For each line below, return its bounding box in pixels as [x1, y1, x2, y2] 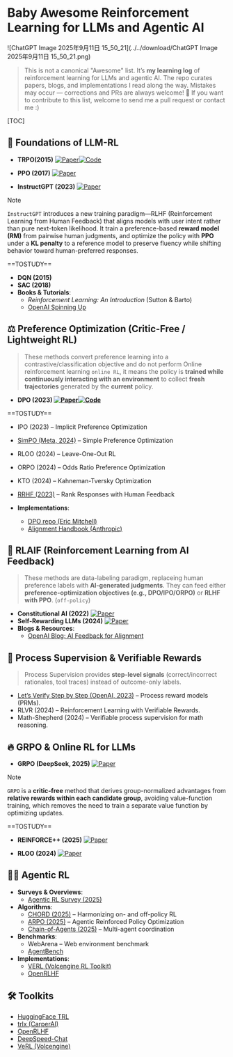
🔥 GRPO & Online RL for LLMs [7, 741, 136, 753]
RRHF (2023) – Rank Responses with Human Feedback [17, 490, 175, 499]
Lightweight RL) [7, 334, 78, 346]
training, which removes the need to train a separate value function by [7, 801, 209, 809]
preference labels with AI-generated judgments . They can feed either [24, 581, 226, 590]
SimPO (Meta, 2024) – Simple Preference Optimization [17, 436, 174, 444]
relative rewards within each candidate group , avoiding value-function [7, 794, 213, 802]
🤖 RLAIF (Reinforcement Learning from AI [7, 545, 189, 556]
